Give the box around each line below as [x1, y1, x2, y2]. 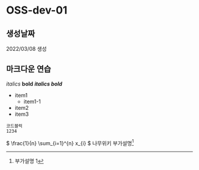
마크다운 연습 [6, 64, 52, 74]
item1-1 [23, 98, 41, 105]
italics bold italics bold [6, 80, 63, 87]
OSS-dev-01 [6, 4, 68, 17]
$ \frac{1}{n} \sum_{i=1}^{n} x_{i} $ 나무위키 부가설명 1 [6, 138, 134, 146]
